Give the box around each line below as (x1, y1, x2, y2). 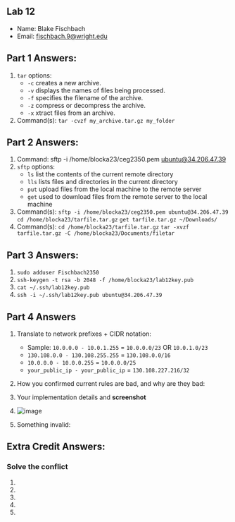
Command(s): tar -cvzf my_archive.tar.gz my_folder (16, 116, 175, 124)
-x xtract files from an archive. (27, 109, 115, 117)
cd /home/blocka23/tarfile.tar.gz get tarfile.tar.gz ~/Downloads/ (16, 217, 217, 224)
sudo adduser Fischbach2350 (16, 269, 99, 277)
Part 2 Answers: (6, 137, 79, 149)
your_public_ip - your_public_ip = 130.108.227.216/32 (27, 366, 190, 375)
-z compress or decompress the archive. (27, 101, 146, 109)
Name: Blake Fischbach (16, 24, 86, 32)
